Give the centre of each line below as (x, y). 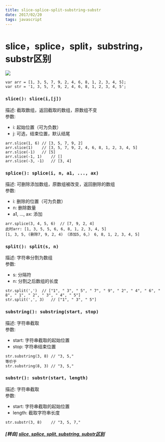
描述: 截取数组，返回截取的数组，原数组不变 (51, 110)
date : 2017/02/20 (24, 15)
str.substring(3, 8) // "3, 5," (39, 356)
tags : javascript (24, 19)
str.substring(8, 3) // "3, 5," (39, 366)
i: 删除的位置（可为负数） (39, 201)
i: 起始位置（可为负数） (37, 127)
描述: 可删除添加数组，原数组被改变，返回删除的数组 (60, 184)
